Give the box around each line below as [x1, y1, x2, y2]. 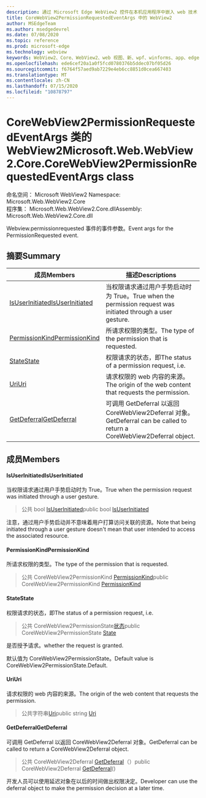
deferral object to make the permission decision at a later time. [6, 784, 164, 792]
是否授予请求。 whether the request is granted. [6, 641, 124, 649]
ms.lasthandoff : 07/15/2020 [6, 83, 78, 90]
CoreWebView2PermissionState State [21, 629, 116, 636]
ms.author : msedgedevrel [6, 26, 70, 33]
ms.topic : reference [6, 37, 59, 44]
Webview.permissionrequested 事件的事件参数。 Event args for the [6, 225, 174, 232]
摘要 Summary [6, 251, 61, 261]
